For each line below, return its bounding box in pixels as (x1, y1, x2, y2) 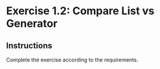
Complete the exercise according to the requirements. (6, 57, 139, 63)
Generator (6, 17, 58, 30)
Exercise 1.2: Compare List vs (6, 4, 155, 18)
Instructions (6, 40, 52, 51)
